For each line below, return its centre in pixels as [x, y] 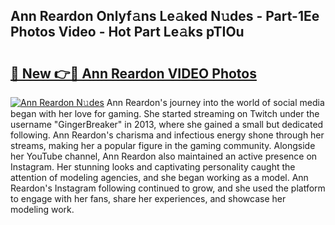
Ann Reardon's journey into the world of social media [215, 102]
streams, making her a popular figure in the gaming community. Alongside [163, 145]
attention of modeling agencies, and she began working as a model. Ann [159, 177]
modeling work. [42, 209]
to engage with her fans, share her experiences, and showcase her [148, 198]
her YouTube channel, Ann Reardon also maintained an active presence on [164, 156]
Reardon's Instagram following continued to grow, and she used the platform [168, 188]
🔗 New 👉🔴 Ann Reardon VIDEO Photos [133, 73]
